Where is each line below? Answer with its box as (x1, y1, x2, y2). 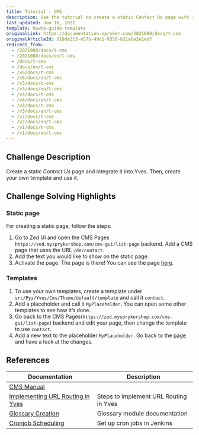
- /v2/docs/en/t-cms (11, 119, 62, 125)
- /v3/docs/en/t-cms (11, 108, 62, 114)
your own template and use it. (6, 174, 79, 181)
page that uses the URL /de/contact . (14, 247, 105, 254)
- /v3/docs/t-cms (11, 102, 54, 109)
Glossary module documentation (97, 409, 188, 418)
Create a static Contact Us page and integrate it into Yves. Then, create (6, 167, 181, 175)
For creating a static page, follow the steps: (6, 223, 112, 230)
